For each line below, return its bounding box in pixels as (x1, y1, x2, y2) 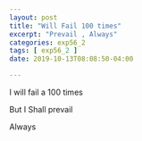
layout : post (9, 12, 58, 22)
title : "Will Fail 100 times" (9, 21, 122, 30)
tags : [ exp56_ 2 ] (9, 46, 78, 55)
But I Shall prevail (9, 104, 73, 114)
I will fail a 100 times (9, 87, 83, 97)
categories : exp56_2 (9, 37, 87, 47)
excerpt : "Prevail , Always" (9, 29, 118, 38)
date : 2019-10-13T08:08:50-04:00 (9, 54, 134, 63)
